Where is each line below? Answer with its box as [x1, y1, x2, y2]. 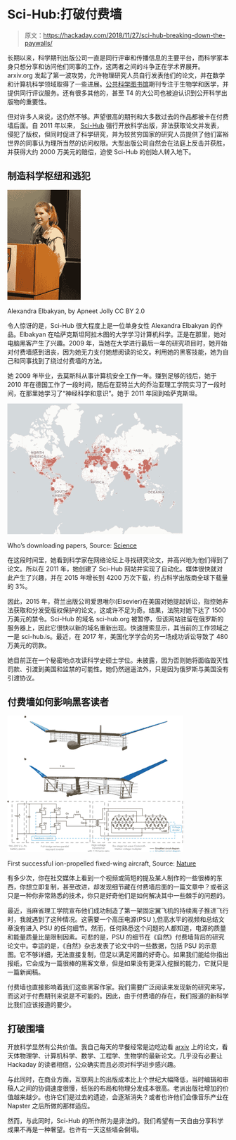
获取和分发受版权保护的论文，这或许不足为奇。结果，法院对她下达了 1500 [13, 606, 226, 614]
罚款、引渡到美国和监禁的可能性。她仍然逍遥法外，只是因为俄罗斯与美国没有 [7, 664, 229, 673]
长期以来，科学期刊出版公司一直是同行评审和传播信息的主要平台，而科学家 [7, 53, 223, 62]
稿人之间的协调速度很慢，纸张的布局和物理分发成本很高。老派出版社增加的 [7, 1084, 223, 1093]
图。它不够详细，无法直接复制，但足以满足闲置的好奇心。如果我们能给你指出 [7, 950, 229, 958]
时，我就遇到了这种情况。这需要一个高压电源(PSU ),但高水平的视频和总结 [7, 915, 219, 923]
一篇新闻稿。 [7, 968, 44, 976]
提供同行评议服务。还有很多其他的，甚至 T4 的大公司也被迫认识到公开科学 [7, 89, 222, 97]
